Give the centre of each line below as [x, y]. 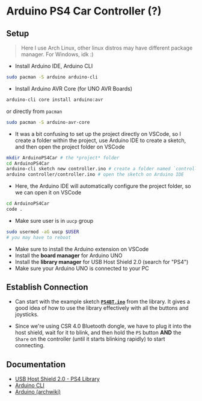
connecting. [30, 345]
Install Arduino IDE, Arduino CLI [54, 66]
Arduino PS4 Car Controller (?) [84, 11]
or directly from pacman [34, 111]
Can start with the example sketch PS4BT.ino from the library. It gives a [103, 302]
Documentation [36, 364]
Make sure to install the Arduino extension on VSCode [82, 249]
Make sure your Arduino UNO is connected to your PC [82, 268]
